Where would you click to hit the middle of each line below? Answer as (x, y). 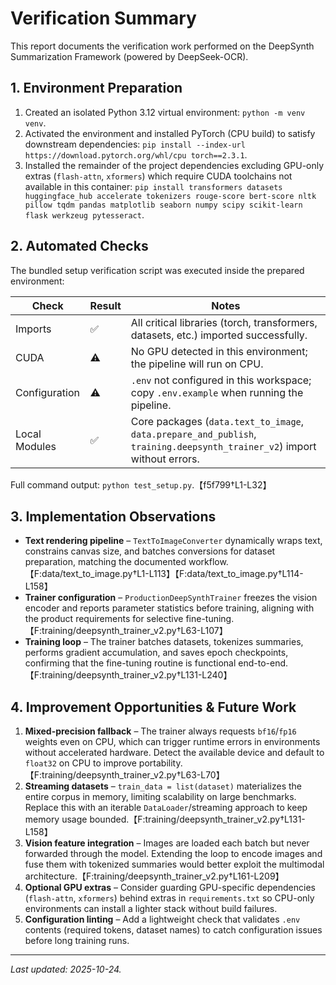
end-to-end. (263, 663)
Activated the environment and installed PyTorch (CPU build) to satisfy (170, 133)
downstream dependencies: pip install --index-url (135, 144)
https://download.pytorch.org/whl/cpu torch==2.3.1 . (136, 154)
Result (105, 305)
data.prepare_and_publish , (193, 434)
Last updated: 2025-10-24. (66, 969)
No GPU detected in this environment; (219, 351)
